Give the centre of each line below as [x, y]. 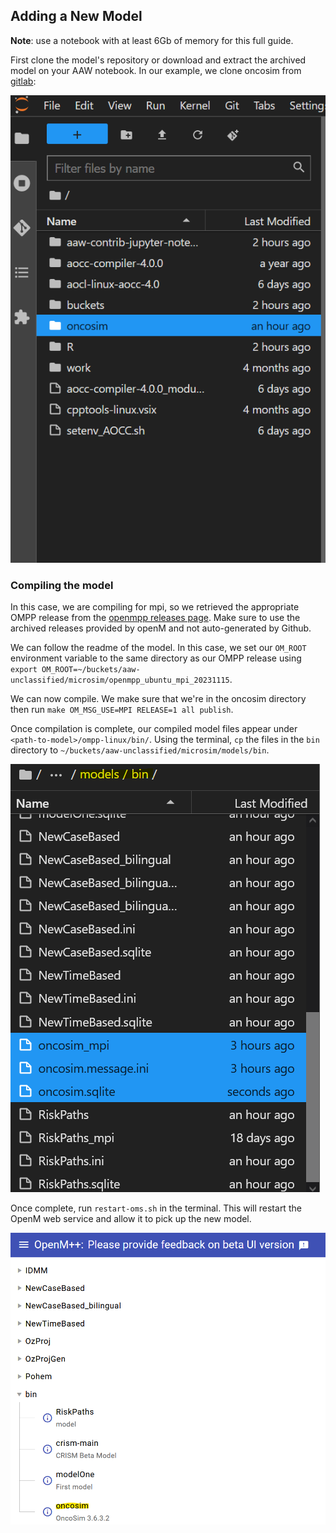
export [24, 670]
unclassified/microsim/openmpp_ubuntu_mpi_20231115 [120, 680]
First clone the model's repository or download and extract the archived [158, 60]
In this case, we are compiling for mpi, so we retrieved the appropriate [155, 607]
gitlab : [23, 81]
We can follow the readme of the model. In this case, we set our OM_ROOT [158, 648]
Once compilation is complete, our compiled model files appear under [154, 729]
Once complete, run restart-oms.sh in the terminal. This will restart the [156, 1208]
